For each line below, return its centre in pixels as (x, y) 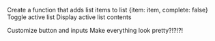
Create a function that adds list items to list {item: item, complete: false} (107, 10)
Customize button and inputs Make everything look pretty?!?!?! (95, 30)
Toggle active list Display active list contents (69, 17)
